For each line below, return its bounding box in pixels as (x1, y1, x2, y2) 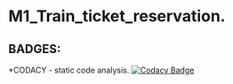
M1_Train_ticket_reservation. (8, 6, 226, 27)
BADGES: (8, 42, 61, 57)
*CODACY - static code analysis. (8, 65, 130, 75)
